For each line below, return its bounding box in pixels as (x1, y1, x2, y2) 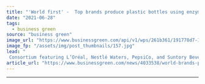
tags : (6, 20, 20, 26)
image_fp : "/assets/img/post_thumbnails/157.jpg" (6, 43, 135, 49)
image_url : (6, 37, 34, 43)
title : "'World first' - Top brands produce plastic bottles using (6, 9, 184, 15)
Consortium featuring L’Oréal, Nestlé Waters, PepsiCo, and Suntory (9, 54, 187, 60)
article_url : (6, 60, 40, 66)
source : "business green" (6, 32, 72, 38)
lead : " (6, 49, 26, 55)
